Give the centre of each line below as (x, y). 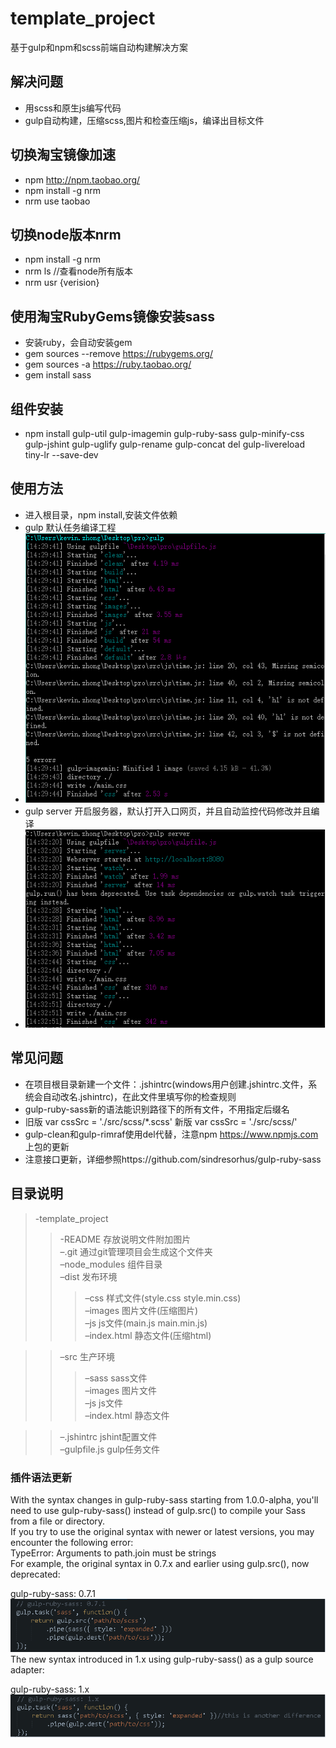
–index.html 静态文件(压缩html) (148, 1335)
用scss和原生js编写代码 (73, 108)
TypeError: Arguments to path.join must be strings (113, 1553)
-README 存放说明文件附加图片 (125, 1239)
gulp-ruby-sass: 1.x (50, 1689)
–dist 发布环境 (88, 1276)
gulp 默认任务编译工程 (70, 527)
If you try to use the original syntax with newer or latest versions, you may (162, 1532)
